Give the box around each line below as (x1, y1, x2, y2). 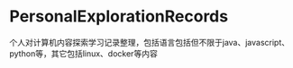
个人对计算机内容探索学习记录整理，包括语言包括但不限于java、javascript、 (9, 37, 290, 47)
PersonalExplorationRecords (9, 6, 228, 27)
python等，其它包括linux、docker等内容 (9, 47, 158, 59)
